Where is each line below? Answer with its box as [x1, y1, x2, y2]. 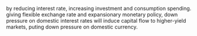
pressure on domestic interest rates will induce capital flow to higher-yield [6, 17, 186, 24]
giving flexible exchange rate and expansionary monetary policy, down [6, 11, 178, 18]
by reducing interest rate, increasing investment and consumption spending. [6, 5, 192, 12]
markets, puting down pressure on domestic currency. [6, 23, 138, 30]
